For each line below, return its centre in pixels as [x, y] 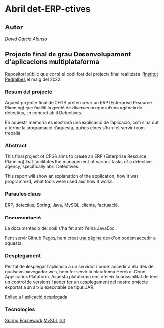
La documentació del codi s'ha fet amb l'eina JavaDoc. [61, 228]
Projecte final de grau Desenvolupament [68, 54]
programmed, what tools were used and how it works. [60, 181]
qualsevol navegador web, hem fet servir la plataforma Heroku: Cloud [75, 272]
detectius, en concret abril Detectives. [44, 113]
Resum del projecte [29, 92]
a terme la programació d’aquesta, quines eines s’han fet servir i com [75, 128]
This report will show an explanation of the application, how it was [72, 176]
